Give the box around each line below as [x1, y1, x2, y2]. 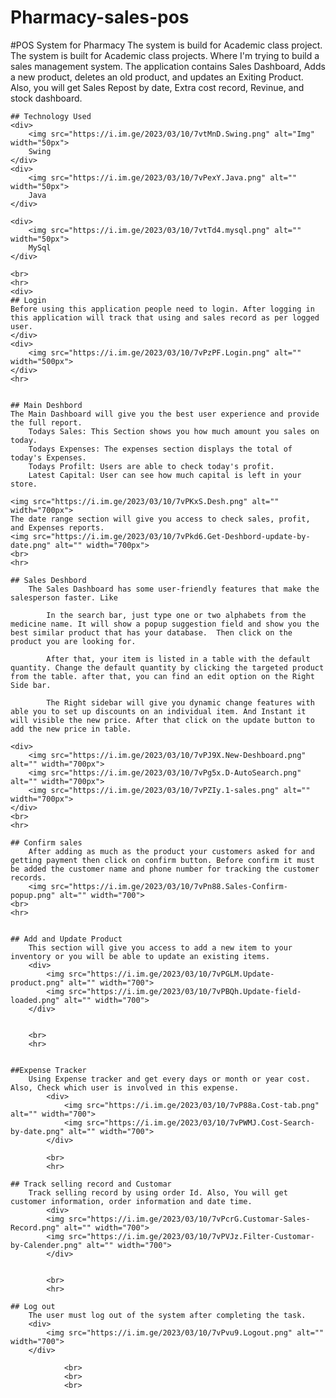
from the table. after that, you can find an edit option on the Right [10, 671, 315, 681]
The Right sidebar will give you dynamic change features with [46, 697, 315, 708]
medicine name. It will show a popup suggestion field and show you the [10, 619, 320, 629]
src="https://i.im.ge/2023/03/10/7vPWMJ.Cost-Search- [86, 1117, 315, 1128]
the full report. [10, 417, 83, 428]
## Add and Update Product [10, 934, 123, 944]
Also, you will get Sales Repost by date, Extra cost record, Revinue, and [10, 81, 305, 93]
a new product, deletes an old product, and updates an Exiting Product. [10, 71, 304, 83]
